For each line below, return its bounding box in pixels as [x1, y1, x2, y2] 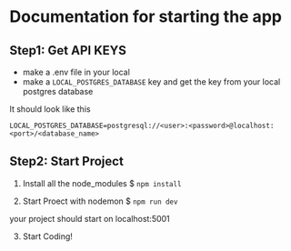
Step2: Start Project [9, 154, 125, 169]
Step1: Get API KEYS [9, 43, 127, 58]
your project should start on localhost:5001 [9, 213, 170, 224]
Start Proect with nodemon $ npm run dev [22, 196, 178, 206]
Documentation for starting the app [9, 6, 282, 27]
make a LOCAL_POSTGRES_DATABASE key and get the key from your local [22, 76, 281, 87]
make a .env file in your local [22, 66, 130, 77]
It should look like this [9, 104, 91, 115]
